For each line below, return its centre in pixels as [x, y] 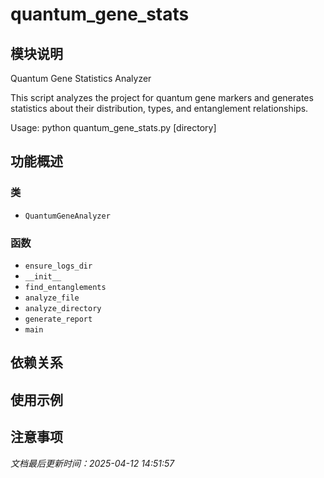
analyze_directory [63, 308]
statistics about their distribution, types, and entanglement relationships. [159, 108]
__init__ [43, 276]
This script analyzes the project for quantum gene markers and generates [162, 97]
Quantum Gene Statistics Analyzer [81, 78]
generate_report [58, 319]
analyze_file [52, 298]
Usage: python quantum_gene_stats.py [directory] [113, 127]
